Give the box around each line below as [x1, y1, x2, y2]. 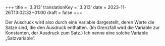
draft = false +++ [47, 9, 83, 15]
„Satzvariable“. [5, 35, 36, 41]
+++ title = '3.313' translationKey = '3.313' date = [5, 4, 107, 10]
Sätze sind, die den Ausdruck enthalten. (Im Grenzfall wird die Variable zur [5, 24, 160, 30]
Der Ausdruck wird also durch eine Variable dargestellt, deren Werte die [5, 19, 155, 25]
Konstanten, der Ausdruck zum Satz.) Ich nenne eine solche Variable [5, 30, 148, 35]
